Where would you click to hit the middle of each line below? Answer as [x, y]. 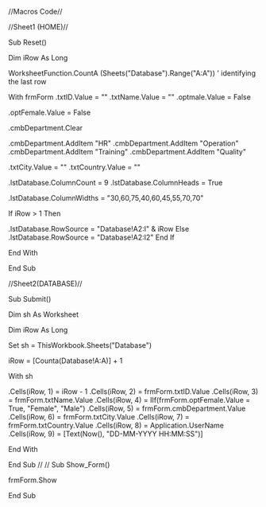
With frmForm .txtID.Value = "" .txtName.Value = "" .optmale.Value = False [130, 97]
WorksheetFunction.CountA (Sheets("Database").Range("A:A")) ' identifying [132, 73]
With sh [21, 376]
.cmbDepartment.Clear [46, 128]
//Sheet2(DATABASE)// [45, 283]
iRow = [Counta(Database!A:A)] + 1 [66, 361]
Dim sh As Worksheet [44, 314]
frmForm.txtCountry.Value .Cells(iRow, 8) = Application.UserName [116, 425]
